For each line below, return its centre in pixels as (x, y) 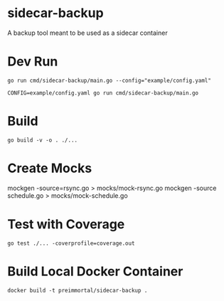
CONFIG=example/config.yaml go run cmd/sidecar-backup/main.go (103, 93)
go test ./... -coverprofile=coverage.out (71, 243)
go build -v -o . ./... (43, 140)
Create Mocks (50, 168)
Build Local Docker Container (95, 271)
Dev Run (33, 62)
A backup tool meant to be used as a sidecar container (88, 33)
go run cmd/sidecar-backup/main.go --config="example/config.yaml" (110, 80)
